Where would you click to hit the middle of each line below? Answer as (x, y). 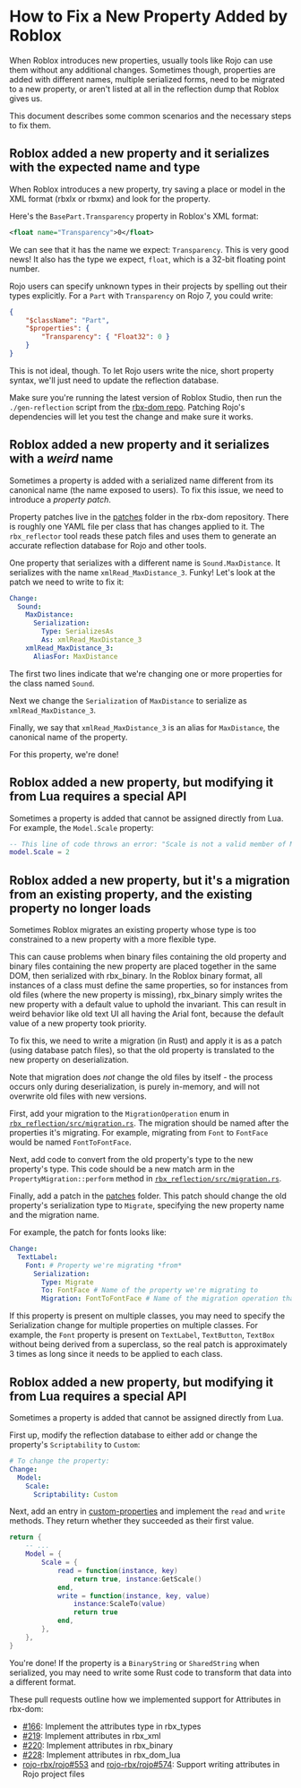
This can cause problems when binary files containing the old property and (148, 957)
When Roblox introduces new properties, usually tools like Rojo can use (141, 60)
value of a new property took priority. (78, 1024)
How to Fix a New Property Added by (149, 17)
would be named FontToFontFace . (70, 1142)
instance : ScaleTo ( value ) (120, 1604)
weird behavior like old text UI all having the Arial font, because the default (146, 1014)
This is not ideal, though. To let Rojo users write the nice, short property (142, 370)
